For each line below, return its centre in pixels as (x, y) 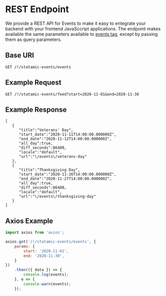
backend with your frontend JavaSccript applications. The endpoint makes (83, 28)
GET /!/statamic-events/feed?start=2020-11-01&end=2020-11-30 (72, 94)
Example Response (36, 110)
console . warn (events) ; (47, 284)
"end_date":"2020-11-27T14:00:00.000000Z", (65, 179)
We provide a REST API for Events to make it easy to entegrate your (76, 23)
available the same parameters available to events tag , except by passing (81, 34)
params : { (25, 246)
